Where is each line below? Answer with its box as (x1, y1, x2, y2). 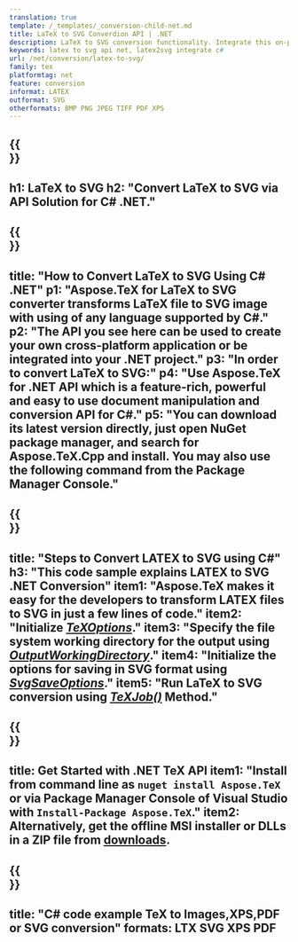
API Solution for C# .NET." (9, 194, 156, 209)
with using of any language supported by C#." (9, 310, 269, 325)
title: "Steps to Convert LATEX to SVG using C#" (9, 551, 281, 566)
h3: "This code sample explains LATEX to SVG (9, 564, 270, 579)
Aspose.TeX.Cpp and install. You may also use (9, 449, 271, 464)
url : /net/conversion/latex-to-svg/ (9, 54, 145, 63)
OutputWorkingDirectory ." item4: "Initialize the (9, 648, 277, 663)
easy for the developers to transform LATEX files (9, 592, 285, 608)
